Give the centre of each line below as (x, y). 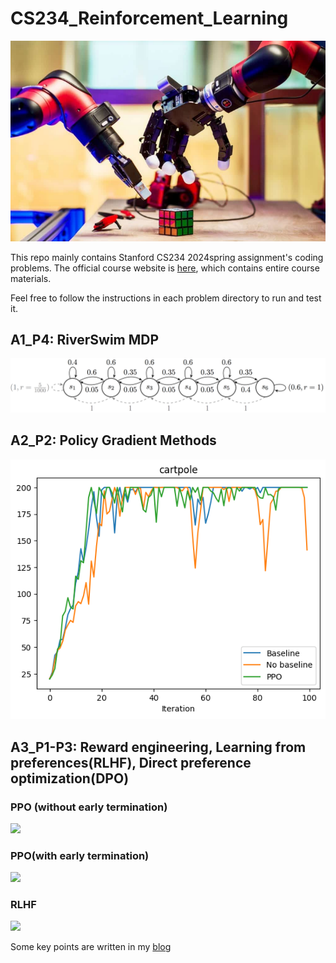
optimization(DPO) (70, 778)
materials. (31, 278)
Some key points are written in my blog (91, 947)
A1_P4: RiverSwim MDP (85, 339)
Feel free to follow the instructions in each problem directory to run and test (166, 298)
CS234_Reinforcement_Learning (149, 18)
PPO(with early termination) (80, 855)
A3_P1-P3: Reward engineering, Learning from (158, 747)
